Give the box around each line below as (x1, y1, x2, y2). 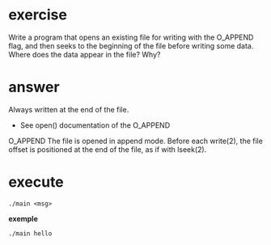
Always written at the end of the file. (8, 104, 129, 114)
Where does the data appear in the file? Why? (8, 49, 161, 59)
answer (8, 78, 60, 96)
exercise (8, 6, 67, 24)
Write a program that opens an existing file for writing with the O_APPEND (8, 32, 254, 42)
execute (8, 173, 65, 192)
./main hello (8, 229, 53, 238)
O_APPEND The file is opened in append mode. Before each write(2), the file (8, 136, 263, 146)
